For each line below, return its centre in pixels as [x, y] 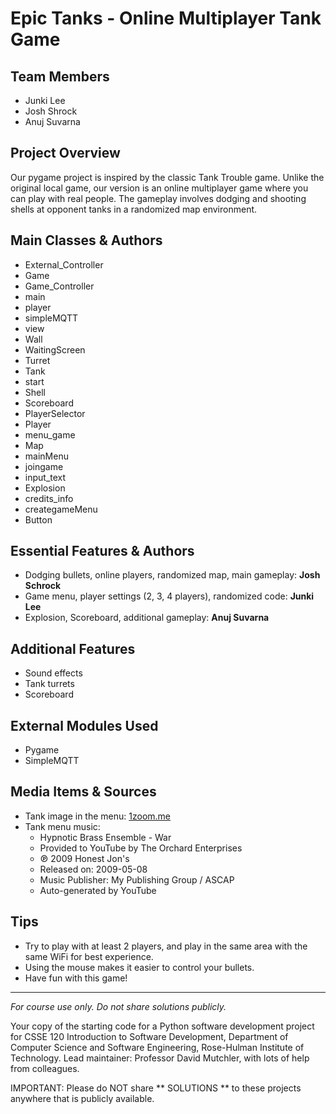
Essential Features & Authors [102, 551]
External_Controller [64, 264]
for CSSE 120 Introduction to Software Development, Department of [149, 1036]
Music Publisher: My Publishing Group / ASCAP [137, 879]
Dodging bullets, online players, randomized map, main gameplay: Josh [172, 575]
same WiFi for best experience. [89, 956]
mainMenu [46, 456]
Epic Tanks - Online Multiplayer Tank [166, 18]
